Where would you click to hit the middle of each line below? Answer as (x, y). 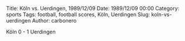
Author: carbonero (54, 20)
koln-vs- (162, 14)
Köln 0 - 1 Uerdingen (31, 32)
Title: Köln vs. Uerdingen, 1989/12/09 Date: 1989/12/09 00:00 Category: (93, 8)
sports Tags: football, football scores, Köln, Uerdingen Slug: (78, 14)
